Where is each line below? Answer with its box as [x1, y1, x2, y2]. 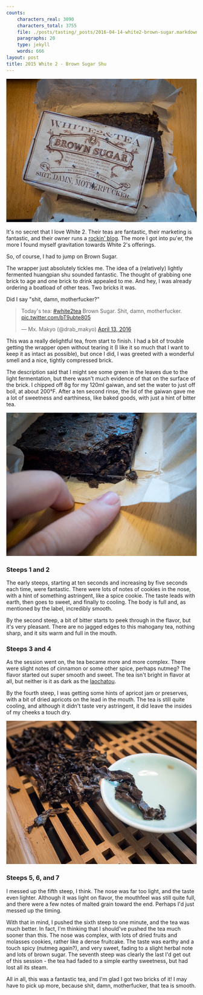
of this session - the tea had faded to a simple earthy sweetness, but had [6, 957, 188, 964]
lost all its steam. [6, 963, 48, 971]
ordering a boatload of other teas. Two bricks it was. [6, 284, 137, 291]
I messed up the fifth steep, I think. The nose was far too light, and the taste [6, 887, 195, 894]
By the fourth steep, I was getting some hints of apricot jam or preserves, [6, 689, 188, 697]
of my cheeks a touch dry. [6, 709, 71, 716]
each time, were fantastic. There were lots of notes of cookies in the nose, [6, 585, 192, 592]
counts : [6, 10, 26, 16]
